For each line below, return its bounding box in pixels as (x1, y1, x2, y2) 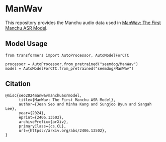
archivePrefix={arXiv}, (18, 119, 69, 124)
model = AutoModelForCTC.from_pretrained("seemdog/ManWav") (5, 66, 134, 71)
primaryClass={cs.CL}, (18, 123, 66, 128)
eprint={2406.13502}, (18, 115, 64, 120)
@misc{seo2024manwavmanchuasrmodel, (5, 93, 82, 98)
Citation (5, 80, 31, 88)
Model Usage (5, 40, 48, 48)
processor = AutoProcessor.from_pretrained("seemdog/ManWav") (5, 61, 138, 67)
